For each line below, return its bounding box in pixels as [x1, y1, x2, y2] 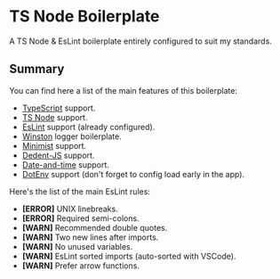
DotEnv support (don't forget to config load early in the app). [21, 168, 245, 179]
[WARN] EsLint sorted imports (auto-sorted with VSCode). [21, 250, 236, 261]
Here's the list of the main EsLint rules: [9, 185, 151, 197]
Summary [9, 62, 65, 77]
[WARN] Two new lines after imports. [21, 232, 159, 242]
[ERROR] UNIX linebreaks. [21, 203, 118, 214]
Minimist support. [21, 140, 87, 151]
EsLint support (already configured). [21, 121, 156, 132]
